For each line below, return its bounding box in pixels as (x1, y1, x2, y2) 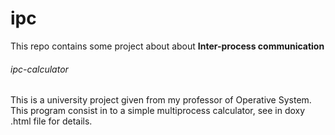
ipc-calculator (10, 63, 69, 75)
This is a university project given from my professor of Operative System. (10, 94, 312, 106)
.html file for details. (10, 115, 93, 127)
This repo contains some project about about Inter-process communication (10, 40, 325, 52)
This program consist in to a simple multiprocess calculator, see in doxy (10, 105, 306, 117)
